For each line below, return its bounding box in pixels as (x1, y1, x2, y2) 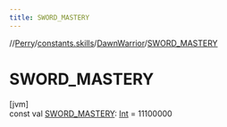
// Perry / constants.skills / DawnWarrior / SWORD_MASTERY (9, 38, 218, 48)
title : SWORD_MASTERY (9, 13, 90, 22)
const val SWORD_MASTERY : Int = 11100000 (9, 108, 172, 119)
